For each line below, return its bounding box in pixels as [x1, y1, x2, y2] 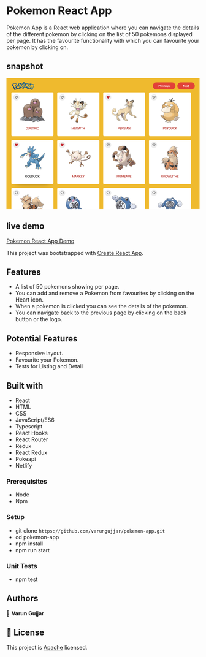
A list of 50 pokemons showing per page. [15, 283, 120, 291]
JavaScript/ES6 [15, 416, 55, 423]
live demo [6, 221, 45, 232]
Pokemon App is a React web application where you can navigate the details [6, 24, 199, 31]
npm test [15, 575, 38, 583]
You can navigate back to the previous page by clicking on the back [15, 309, 187, 316]
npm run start [15, 546, 50, 553]
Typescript [15, 423, 43, 430]
